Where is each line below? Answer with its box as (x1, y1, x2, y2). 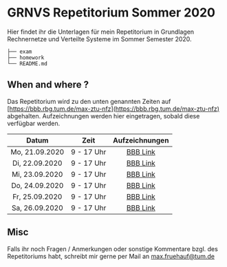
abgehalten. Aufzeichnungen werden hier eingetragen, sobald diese (7, 111, 200, 120)
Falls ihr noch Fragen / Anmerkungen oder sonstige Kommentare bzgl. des (7, 244, 218, 253)
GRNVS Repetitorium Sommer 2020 (7, 5, 215, 21)
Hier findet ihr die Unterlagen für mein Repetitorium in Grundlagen (7, 28, 195, 36)
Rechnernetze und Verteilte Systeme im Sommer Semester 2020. (7, 34, 192, 43)
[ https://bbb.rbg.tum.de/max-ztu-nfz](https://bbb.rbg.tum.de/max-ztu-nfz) (7, 105, 220, 113)
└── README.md (7, 60, 48, 67)
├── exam (7, 48, 32, 55)
